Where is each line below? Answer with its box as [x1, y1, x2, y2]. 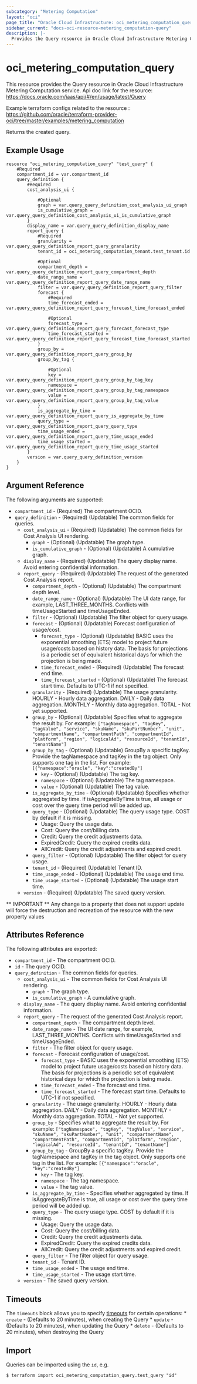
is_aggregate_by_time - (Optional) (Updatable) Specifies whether [32, 789, 189, 796]
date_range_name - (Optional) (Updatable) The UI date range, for [32, 595, 186, 602]
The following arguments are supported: [6, 496, 104, 503]
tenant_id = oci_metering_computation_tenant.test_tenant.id [37, 248, 191, 254]
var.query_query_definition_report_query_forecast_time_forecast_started [6, 336, 191, 341]
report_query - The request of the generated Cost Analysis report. [23, 1013, 184, 1020]
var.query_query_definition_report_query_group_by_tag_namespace [6, 387, 169, 393]
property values [6, 913, 45, 920]
